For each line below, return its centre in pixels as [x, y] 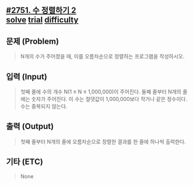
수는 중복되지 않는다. [44, 106]
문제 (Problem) [33, 41]
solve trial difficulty [42, 20]
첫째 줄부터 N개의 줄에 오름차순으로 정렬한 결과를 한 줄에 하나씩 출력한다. [103, 141]
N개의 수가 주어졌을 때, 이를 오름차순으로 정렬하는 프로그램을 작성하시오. [102, 57]
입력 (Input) [27, 77]
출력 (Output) [30, 126]
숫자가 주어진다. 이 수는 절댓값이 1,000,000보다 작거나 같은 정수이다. [109, 99]
